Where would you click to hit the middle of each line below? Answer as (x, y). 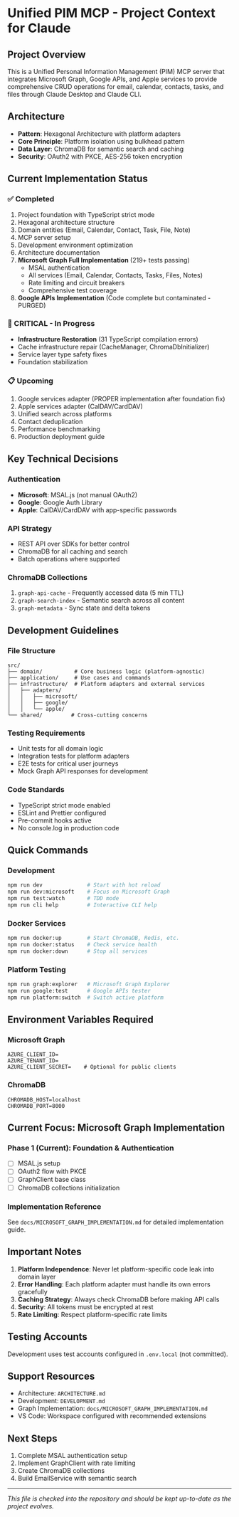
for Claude (39, 28)
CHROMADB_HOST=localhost (44, 1100)
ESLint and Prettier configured (62, 813)
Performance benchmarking (59, 429)
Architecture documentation (59, 252)
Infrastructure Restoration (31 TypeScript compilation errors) (108, 339)
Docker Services (37, 923)
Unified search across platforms (65, 414)
